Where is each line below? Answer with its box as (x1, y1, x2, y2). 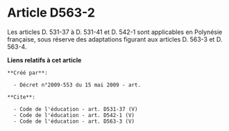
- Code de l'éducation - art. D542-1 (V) (13, 112, 135, 119)
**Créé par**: (7, 69, 49, 76)
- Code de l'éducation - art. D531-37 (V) (13, 105, 138, 112)
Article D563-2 (7, 5, 96, 21)
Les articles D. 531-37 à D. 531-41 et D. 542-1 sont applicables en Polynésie (7, 28, 223, 36)
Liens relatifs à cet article (7, 55, 82, 64)
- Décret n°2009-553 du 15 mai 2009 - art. (13, 81, 141, 88)
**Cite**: (7, 94, 36, 101)
